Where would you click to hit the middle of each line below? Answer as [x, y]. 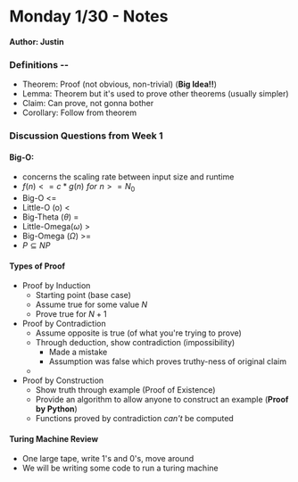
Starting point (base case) [83, 295]
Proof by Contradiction [64, 324]
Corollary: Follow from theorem [79, 112]
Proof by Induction [56, 286]
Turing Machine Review [54, 438]
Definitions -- [39, 64]
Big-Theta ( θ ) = [50, 217]
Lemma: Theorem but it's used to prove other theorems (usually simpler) [155, 94]
